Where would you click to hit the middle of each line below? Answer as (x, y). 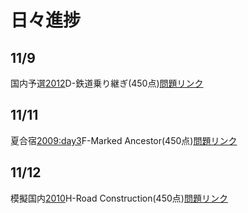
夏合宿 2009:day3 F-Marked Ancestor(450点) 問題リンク (124, 140)
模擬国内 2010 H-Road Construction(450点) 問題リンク (119, 198)
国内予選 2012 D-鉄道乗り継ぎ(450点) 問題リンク (107, 83)
